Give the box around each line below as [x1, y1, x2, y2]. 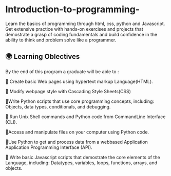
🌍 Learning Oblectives [5, 52, 80, 61]
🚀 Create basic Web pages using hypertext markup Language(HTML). [5, 78, 153, 84]
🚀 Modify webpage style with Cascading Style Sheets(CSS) [5, 88, 131, 94]
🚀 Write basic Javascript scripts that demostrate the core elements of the [5, 154, 160, 160]
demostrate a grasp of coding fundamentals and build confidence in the [5, 31, 158, 37]
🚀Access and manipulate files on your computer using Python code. [5, 129, 149, 135]
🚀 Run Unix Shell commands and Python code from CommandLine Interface [5, 114, 166, 120]
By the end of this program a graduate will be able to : [5, 68, 119, 75]
